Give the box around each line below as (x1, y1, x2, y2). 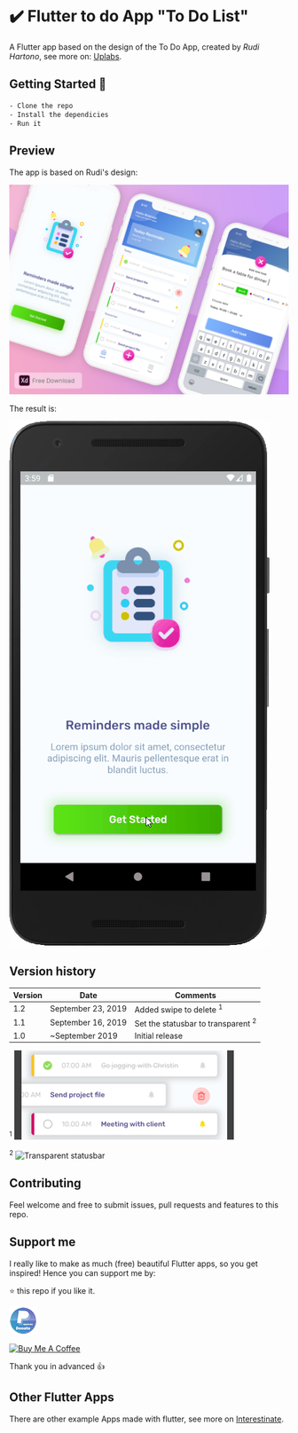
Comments (174, 989, 217, 1000)
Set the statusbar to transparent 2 (134, 1017, 257, 1028)
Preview (9, 143, 56, 159)
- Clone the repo (9, 101, 74, 110)
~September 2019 (50, 1030, 118, 1041)
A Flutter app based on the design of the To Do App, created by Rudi (9, 41, 260, 52)
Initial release (134, 1030, 184, 1041)
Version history (9, 964, 97, 979)
